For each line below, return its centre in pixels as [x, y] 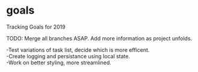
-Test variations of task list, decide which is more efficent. [78, 50]
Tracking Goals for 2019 [36, 27]
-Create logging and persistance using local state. [68, 56]
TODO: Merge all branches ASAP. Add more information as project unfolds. [99, 38]
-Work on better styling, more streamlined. [59, 62]
